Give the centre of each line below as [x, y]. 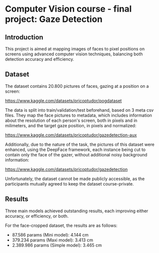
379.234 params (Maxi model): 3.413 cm [53, 240]
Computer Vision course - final [68, 9]
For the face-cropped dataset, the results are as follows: [61, 225]
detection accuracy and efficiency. [40, 59]
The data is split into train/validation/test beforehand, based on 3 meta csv [79, 110]
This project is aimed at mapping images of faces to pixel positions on [75, 49]
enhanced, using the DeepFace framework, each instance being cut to [75, 150]
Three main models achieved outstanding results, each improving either [77, 211]
